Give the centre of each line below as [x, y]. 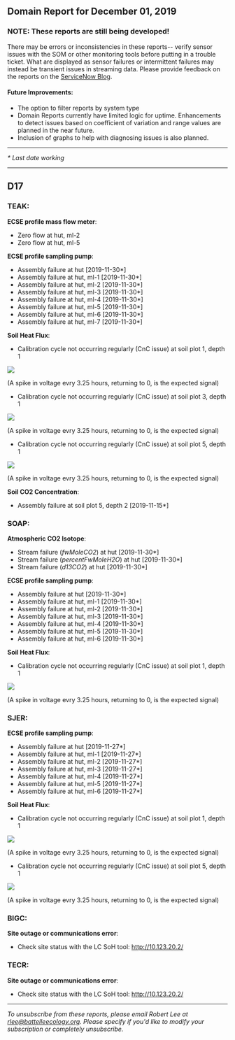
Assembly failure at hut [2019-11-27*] [71, 747]
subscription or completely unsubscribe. [65, 1029]
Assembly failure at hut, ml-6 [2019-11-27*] [80, 791]
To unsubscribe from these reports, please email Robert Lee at [98, 1014]
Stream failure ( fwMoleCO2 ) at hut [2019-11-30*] [88, 552]
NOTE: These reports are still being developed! [88, 31]
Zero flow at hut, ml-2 [49, 235]
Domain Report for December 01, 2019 [92, 12]
